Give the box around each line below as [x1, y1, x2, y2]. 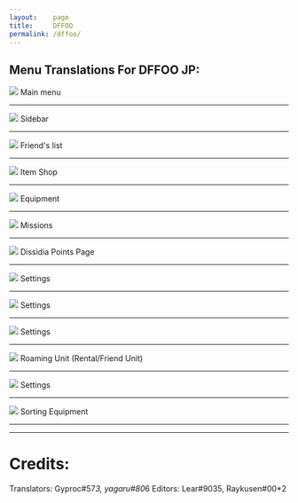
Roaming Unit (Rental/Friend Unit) [20, 353, 144, 364]
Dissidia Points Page [20, 247, 95, 257]
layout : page [9, 12, 69, 22]
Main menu [20, 87, 62, 98]
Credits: [9, 454, 70, 475]
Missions [20, 220, 53, 231]
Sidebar [20, 114, 49, 124]
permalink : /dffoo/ [9, 29, 82, 38]
